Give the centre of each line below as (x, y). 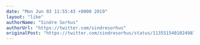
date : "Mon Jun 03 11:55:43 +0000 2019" (57, 11)
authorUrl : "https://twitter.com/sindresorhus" (66, 28)
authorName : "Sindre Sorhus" (42, 22)
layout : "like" (25, 17)
